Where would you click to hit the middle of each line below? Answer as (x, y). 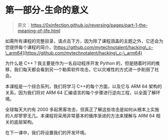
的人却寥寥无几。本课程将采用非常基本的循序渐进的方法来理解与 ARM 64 (80, 115)
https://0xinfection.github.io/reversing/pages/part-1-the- (89, 25)
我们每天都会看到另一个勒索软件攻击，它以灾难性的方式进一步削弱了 (84, 69)
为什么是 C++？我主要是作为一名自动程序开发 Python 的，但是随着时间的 (80, 63)
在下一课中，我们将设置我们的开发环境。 (47, 132)
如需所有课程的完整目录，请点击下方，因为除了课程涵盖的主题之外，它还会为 (84, 41)
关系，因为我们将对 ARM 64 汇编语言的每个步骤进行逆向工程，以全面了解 (81, 92)
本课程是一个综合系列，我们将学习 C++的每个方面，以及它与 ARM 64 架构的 (83, 86)
